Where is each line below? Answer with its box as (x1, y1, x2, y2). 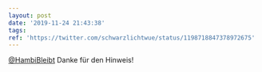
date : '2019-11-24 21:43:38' (8, 19, 105, 27)
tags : (8, 26, 26, 34)
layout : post (8, 11, 52, 20)
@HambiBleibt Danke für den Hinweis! (8, 55, 134, 65)
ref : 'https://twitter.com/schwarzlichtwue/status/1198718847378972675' (8, 33, 256, 42)
